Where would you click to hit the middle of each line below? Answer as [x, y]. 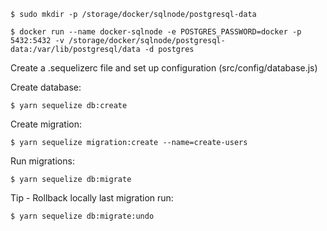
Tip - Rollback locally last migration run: [92, 198]
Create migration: [46, 124]
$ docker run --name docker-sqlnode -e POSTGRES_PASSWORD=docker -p [156, 32]
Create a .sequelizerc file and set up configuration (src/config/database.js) [164, 68]
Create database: [46, 87]
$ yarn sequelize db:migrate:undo [82, 216]
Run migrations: [42, 161]
